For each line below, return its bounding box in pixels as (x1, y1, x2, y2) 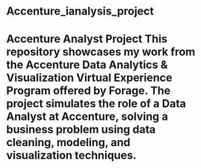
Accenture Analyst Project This (6, 32, 168, 46)
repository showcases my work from (6, 45, 196, 59)
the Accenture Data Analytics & (6, 58, 168, 72)
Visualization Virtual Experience (6, 71, 172, 85)
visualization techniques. (6, 149, 137, 163)
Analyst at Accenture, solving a (6, 110, 168, 124)
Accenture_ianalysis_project (6, 4, 154, 18)
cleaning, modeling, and (6, 136, 131, 150)
